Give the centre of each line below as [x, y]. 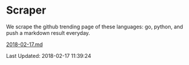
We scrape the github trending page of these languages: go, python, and [94, 27]
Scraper [26, 10]
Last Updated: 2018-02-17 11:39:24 [49, 56]
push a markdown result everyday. [48, 32]
